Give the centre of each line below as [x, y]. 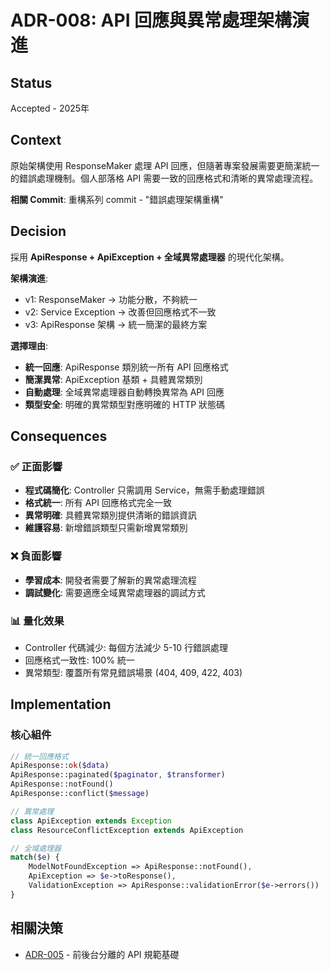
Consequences [59, 436]
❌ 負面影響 [36, 556]
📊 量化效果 [37, 621]
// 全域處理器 [36, 848]
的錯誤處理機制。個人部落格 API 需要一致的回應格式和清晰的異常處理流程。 [164, 178]
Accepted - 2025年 [50, 108]
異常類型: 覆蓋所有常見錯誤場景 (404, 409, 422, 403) [133, 672]
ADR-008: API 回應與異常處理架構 [151, 20]
